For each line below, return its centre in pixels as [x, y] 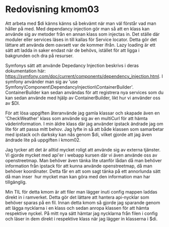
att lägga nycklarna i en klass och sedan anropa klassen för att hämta [77, 208]
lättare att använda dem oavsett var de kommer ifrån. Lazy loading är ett [80, 45]
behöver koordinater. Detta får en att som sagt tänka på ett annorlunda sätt [83, 171]
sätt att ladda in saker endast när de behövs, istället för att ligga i [72, 50]
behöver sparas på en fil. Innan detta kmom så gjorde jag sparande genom [83, 202]
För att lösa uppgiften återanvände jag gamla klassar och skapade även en [82, 113]
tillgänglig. [16, 182]
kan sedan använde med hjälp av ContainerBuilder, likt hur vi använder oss [83, 98]
